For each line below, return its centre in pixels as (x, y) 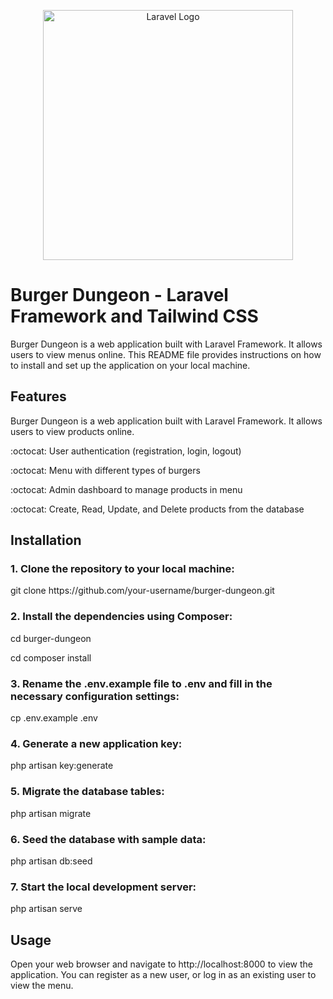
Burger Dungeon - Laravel (119, 295)
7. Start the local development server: (103, 887)
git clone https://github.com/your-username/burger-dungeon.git (142, 591)
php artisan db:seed (51, 861)
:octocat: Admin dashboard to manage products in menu (126, 489)
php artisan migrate (51, 813)
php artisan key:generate (62, 766)
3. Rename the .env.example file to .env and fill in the (141, 683)
